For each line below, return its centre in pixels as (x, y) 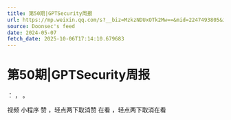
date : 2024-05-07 (32, 33)
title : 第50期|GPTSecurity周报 (50, 13)
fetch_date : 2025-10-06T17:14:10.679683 (66, 39)
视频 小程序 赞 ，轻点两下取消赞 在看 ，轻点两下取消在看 (87, 110)
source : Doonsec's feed (41, 26)
